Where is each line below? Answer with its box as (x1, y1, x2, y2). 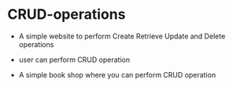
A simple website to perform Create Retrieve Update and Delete (18, 31, 226, 41)
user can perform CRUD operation (18, 55, 131, 64)
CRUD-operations (7, 5, 126, 24)
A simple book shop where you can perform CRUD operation (18, 70, 216, 79)
